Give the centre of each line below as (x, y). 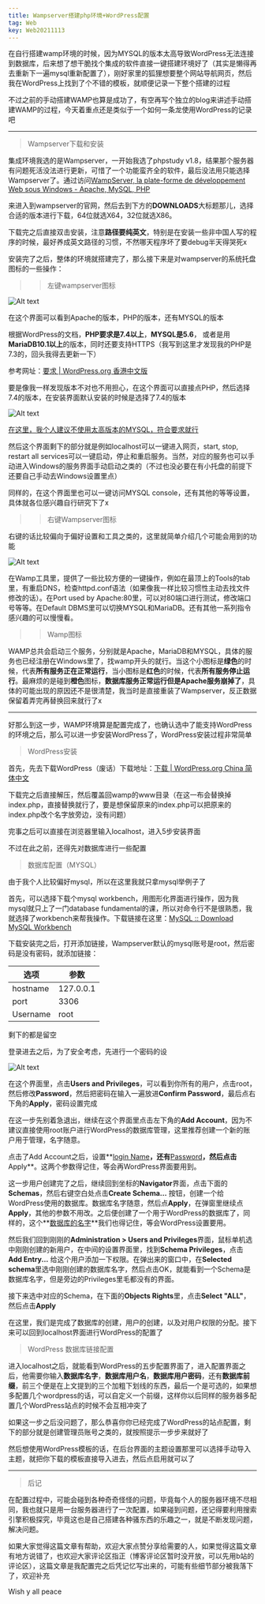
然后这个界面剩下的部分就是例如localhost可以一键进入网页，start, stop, (123, 446)
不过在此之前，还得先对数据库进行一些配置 (77, 848)
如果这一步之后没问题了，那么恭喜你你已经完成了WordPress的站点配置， (126, 1422)
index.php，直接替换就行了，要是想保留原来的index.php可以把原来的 (120, 805)
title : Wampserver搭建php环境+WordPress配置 (79, 15)
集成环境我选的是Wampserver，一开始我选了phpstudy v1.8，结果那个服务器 (131, 161)
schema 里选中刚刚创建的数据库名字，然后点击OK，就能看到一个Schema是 (129, 1269)
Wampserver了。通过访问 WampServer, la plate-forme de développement (127, 180)
